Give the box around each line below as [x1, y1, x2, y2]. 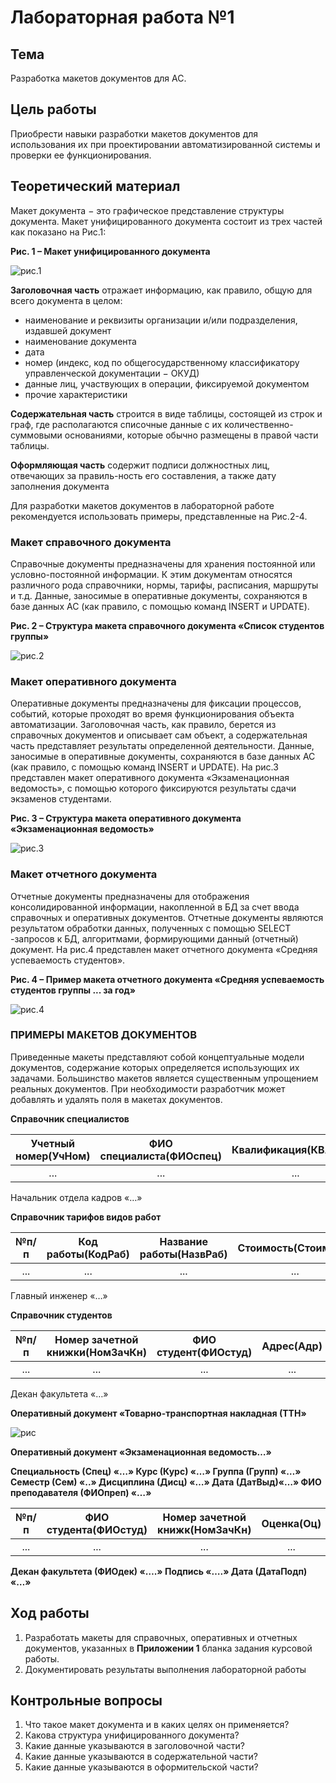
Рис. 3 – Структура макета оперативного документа [10, 812, 242, 825]
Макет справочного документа [10, 535, 172, 549]
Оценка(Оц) [261, 1516, 322, 1530]
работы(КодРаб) [46, 1247, 130, 1261]
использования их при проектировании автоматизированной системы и [10, 138, 321, 150]
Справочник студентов [10, 1309, 113, 1321]
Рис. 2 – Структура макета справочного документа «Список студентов [10, 619, 325, 631]
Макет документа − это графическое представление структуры [10, 204, 285, 216]
